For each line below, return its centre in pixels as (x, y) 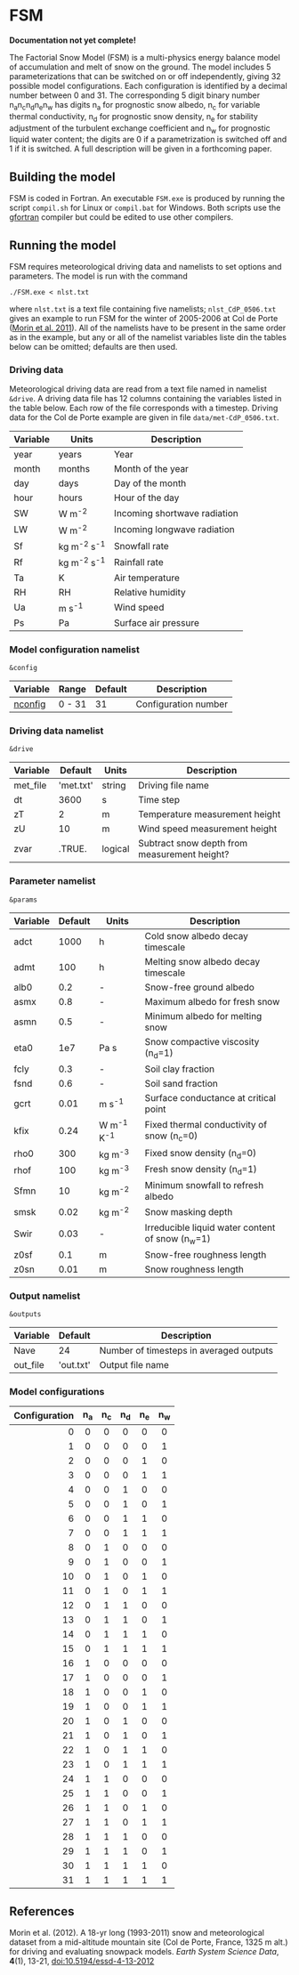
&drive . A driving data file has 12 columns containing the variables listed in (145, 399)
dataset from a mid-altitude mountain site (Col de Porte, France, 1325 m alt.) (149, 1942)
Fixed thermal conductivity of (206, 1124)
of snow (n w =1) (178, 1239)
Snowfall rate (141, 546)
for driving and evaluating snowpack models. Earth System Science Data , (144, 1952)
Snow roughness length (194, 1269)
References (42, 1911)
